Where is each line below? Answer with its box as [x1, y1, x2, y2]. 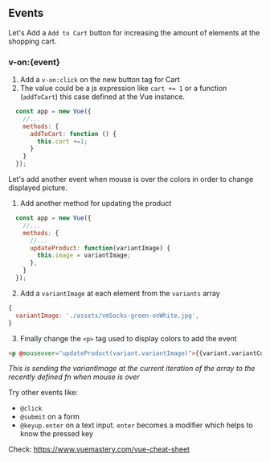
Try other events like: [8, 388, 79, 398]
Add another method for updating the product [19, 199, 172, 208]
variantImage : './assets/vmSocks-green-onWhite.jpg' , [15, 311, 199, 320]
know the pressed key [19, 429, 94, 439]
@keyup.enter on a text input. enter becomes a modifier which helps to [19, 420, 253, 430]
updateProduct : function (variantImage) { [29, 244, 171, 252]
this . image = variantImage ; [37, 251, 131, 260]
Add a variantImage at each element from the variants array [19, 288, 221, 298]
